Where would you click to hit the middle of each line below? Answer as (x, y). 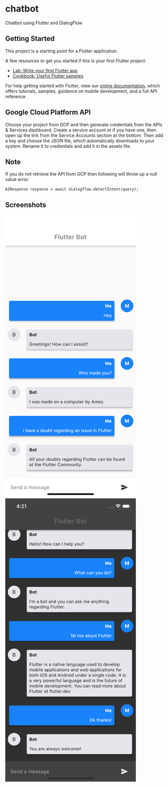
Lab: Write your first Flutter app (45, 70)
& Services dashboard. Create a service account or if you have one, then (81, 130)
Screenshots (26, 205)
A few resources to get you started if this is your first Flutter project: (76, 61)
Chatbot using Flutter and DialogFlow (44, 23)
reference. (16, 96)
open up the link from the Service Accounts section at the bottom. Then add (84, 135)
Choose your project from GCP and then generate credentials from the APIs (84, 124)
